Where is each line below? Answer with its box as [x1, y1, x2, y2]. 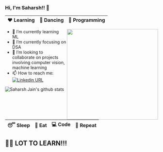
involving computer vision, [12, 60, 65, 66]
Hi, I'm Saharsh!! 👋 [5, 4, 49, 11]
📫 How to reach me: [12, 70, 54, 76]
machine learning [12, 65, 47, 70]
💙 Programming [68, 17, 105, 24]
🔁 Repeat [75, 122, 97, 128]
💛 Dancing [39, 17, 64, 24]
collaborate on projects [12, 55, 59, 60]
